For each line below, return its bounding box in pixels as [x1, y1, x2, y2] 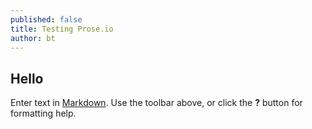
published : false [10, 14, 83, 25]
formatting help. [10, 107, 77, 120]
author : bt [10, 33, 56, 43]
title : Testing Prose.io [10, 24, 114, 34]
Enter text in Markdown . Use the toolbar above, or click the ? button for [10, 97, 303, 109]
